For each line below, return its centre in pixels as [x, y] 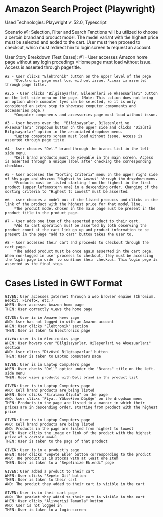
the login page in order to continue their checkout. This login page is [81, 259]
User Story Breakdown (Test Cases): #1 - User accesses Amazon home [76, 57]
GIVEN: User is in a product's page [42, 450]
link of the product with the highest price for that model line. [74, 204]
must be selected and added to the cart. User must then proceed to [72, 42]
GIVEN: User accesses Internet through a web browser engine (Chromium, [80, 296]
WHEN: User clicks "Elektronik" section [47, 326]
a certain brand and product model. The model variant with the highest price [81, 37]
